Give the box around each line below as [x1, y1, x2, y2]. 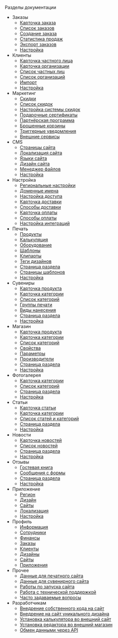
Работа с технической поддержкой [19, 589, 97, 595]
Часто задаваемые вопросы [19, 595, 82, 600]
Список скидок [19, 101, 53, 107]
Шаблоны [19, 248, 41, 253]
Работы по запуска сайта [19, 584, 75, 590]
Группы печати [19, 302, 52, 308]
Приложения [19, 562, 48, 568]
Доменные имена [19, 188, 59, 193]
